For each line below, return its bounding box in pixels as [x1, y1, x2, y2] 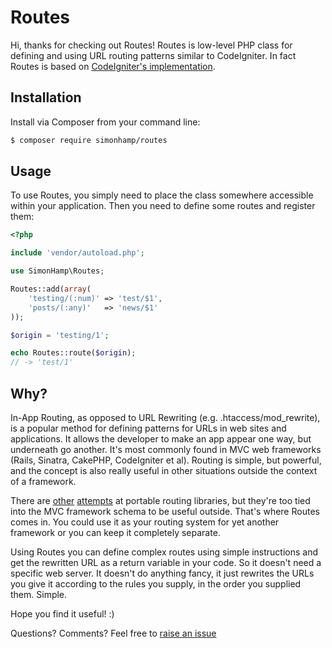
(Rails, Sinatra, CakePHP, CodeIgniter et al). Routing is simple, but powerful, [10, 454, 322, 466]
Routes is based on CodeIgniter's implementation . [10, 60, 216, 72]
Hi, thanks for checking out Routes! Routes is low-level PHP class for [10, 39, 293, 51]
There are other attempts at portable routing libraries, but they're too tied [10, 495, 311, 506]
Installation [10, 89, 82, 106]
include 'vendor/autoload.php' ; [10, 248, 145, 258]
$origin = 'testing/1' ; [10, 330, 110, 340]
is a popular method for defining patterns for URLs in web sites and [10, 422, 287, 434]
